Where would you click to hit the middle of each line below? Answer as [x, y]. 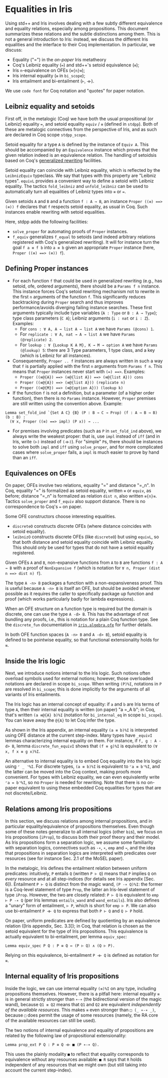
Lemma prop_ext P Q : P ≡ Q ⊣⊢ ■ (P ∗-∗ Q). [52, 1045]
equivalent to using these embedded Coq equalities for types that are [90, 788]
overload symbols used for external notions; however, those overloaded [79, 678]
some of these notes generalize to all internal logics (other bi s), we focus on [84, 832]
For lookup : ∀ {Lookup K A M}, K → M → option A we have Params [88, 345]
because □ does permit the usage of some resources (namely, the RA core [82, 1015]
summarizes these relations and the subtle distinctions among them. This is [83, 34]
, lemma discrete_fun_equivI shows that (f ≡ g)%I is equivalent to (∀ [86, 746]
